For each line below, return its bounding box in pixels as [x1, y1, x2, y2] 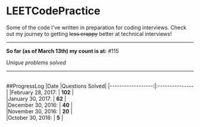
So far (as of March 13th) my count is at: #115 [6, 47, 119, 54]
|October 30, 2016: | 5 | [6, 114, 64, 121]
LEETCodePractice [6, 4, 101, 18]
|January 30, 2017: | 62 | [6, 95, 67, 102]
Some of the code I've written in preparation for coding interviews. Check [6, 24, 186, 31]
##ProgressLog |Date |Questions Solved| [6, 82, 107, 89]
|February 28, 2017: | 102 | [9, 88, 74, 96]
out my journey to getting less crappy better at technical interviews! [6, 30, 172, 37]
